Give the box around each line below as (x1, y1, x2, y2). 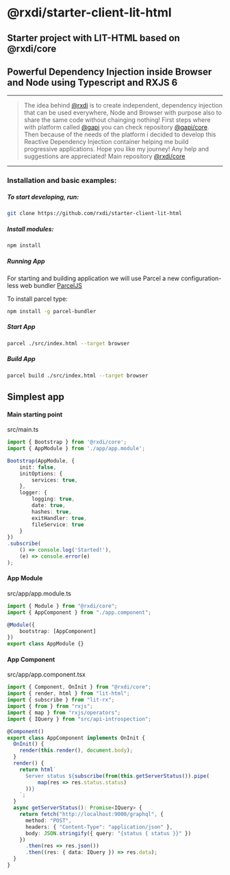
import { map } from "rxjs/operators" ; (7, 709, 121, 716)
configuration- (181, 274, 222, 282)
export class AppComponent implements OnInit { (7, 735, 146, 741)
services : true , (31, 476, 78, 484)
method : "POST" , (25, 817, 72, 824)
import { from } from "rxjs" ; (7, 703, 94, 710)
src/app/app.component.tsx (7, 670, 86, 679)
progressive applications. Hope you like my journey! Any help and (23, 145, 209, 153)
